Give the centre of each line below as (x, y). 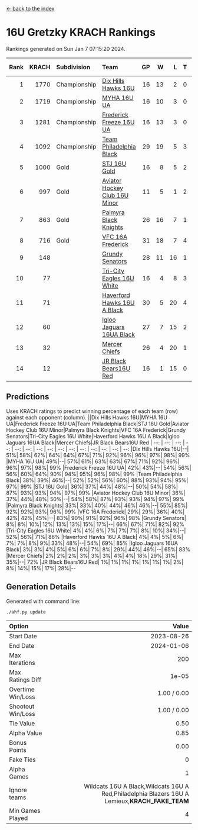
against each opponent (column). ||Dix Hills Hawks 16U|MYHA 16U (87, 417)
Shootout (22, 706)
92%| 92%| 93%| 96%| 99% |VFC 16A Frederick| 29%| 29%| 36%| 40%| (95, 512)
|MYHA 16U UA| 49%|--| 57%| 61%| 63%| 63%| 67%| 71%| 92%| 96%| (93, 461)
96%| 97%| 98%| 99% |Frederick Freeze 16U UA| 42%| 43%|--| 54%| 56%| (99, 467)
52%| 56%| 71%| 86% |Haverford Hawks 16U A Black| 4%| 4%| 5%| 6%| (95, 537)
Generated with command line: (43, 601)
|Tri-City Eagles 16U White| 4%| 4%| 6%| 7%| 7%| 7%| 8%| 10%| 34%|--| (96, 530)
